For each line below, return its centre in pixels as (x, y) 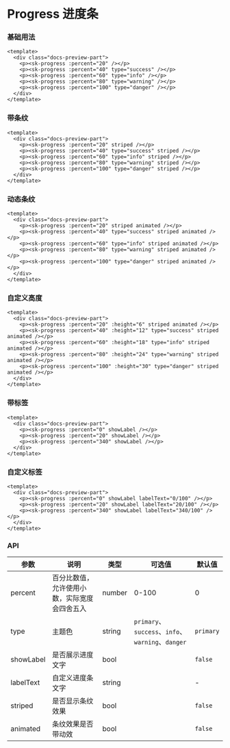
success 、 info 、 (160, 632)
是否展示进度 (73, 655)
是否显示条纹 (73, 701)
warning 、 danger (160, 642)
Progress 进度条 (53, 14)
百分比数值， (73, 578)
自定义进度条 (73, 678)
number (115, 593)
